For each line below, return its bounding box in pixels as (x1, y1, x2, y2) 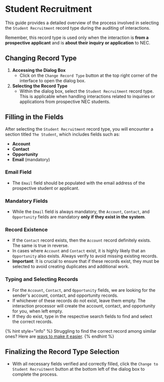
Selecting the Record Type (12, 83, 68, 89)
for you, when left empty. (12, 308, 63, 314)
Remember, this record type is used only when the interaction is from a (5, 35, 149, 40)
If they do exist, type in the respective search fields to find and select (12, 313, 153, 319)
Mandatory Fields (5, 197, 48, 204)
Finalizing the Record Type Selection (5, 347, 119, 356)
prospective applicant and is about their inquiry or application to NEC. (5, 39, 151, 45)
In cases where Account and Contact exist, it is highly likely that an (12, 248, 146, 254)
